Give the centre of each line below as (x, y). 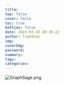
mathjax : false (20, 28)
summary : (14, 55)
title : (12, 9)
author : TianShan (23, 37)
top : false (16, 14)
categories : (17, 64)
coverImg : (15, 46)
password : (15, 50)
